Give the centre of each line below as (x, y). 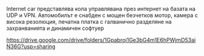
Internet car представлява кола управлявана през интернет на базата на (101, 9)
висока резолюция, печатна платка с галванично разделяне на (89, 22)
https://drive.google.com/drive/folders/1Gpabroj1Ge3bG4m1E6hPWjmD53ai (101, 40)
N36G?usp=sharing (31, 46)
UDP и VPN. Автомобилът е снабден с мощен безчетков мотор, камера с (102, 15)
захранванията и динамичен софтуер (55, 28)
